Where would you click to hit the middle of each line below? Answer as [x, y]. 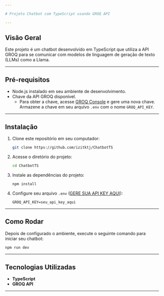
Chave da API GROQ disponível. [44, 97]
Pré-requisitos [28, 80]
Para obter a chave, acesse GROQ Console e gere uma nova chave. [87, 102]
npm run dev [17, 247]
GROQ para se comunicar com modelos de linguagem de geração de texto [80, 55]
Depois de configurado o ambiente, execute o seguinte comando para [75, 233]
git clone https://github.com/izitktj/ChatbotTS [62, 148]
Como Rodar [24, 222]
